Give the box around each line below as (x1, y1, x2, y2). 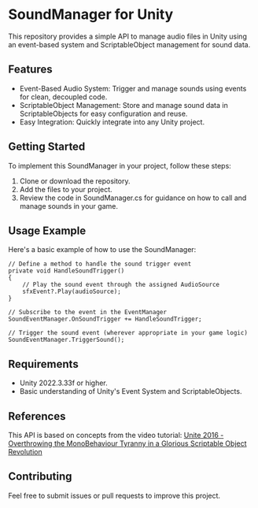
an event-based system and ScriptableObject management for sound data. (8, 39, 251, 49)
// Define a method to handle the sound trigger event (8, 260, 192, 269)
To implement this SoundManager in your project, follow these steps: (8, 161, 232, 170)
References (8, 410, 66, 423)
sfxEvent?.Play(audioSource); (22, 287, 122, 296)
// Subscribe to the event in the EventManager (8, 309, 168, 317)
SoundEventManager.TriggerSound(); (8, 336, 125, 344)
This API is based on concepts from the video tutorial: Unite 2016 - (8, 431, 224, 439)
